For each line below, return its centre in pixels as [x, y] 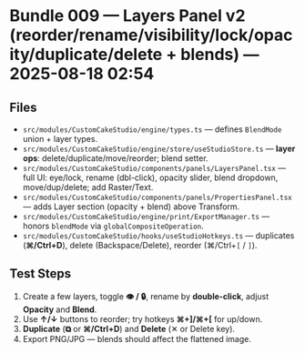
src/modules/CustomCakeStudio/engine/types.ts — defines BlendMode [152, 129]
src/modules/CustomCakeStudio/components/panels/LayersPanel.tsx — [154, 168]
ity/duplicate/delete [86, 55]
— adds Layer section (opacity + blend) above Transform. [131, 207]
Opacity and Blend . [60, 309]
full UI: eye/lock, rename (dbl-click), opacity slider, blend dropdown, [150, 177]
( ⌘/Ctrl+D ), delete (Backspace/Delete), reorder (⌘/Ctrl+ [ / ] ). [140, 245]
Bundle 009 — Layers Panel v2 [127, 16]
